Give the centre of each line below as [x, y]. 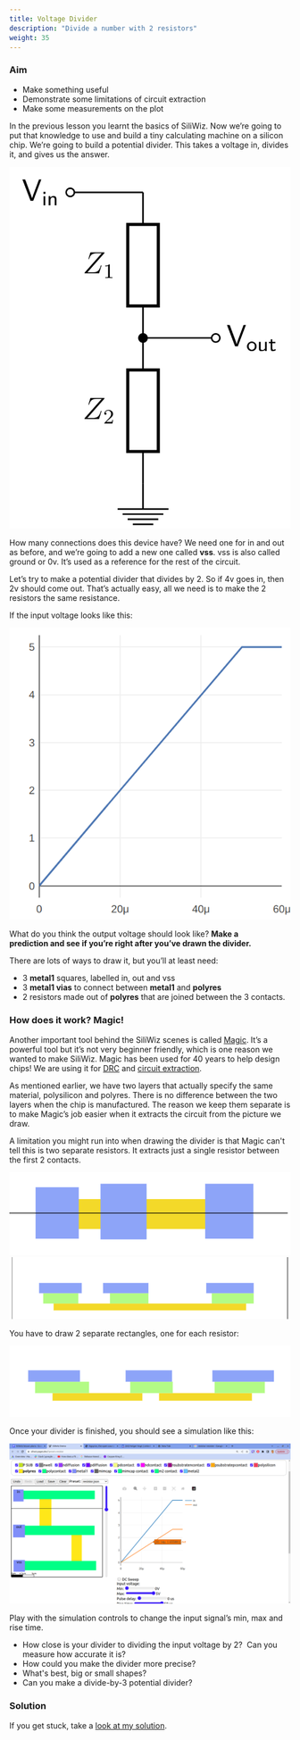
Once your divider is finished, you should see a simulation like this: [132, 1431]
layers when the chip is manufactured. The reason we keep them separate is [150, 1104]
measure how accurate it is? [74, 1654]
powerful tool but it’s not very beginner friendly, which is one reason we [142, 1049]
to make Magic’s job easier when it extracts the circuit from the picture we [145, 1114]
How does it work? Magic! [67, 1020]
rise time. [26, 1628]
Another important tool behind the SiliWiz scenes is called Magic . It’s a [138, 1039]
